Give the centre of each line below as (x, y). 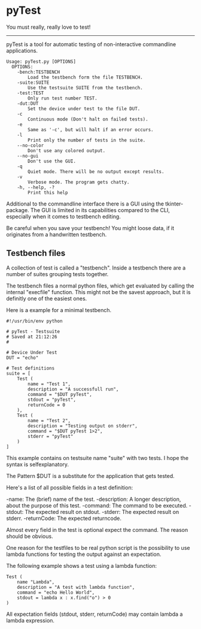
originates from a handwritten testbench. (57, 234)
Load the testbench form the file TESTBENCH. (86, 77)
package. (18, 210)
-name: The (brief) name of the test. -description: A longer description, (94, 499)
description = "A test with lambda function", (76, 587)
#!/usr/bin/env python (34, 321)
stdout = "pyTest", (52, 400)
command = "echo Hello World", (56, 592)
